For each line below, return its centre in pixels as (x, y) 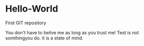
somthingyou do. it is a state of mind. (44, 38)
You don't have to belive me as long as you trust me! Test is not (72, 32)
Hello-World (32, 9)
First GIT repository (26, 23)
